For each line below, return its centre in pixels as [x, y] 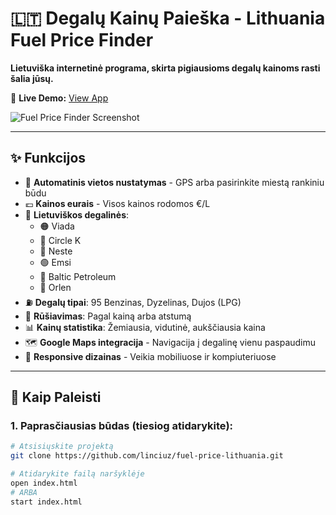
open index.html [44, 483]
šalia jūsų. [32, 78]
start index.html [46, 502]
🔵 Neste [56, 251]
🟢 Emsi [55, 262]
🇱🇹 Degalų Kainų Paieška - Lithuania [168, 18]
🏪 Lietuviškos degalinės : [77, 214]
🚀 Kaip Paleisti [56, 397]
